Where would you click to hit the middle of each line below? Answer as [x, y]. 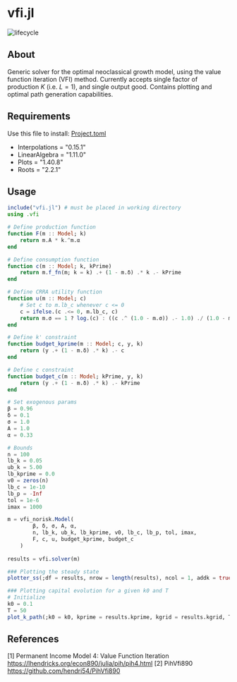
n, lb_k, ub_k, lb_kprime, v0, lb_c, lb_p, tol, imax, [115, 533]
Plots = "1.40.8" [40, 162]
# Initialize [26, 597]
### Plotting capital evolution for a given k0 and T [88, 591]
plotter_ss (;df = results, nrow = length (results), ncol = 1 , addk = [112, 578]
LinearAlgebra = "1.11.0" [52, 154]
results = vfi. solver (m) [44, 559]
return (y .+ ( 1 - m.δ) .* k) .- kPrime [80, 383]
